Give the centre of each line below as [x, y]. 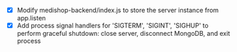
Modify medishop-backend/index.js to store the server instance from [118, 10]
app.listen [31, 18]
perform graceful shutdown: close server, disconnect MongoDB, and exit [123, 34]
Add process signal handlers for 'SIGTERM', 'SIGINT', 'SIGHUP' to [112, 26]
